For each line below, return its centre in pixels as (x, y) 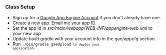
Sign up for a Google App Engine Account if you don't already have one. (87, 18)
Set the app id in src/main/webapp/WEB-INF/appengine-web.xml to (82, 28)
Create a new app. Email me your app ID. (54, 23)
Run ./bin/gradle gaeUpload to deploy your (56, 44)
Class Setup (20, 7)
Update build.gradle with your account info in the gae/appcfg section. (84, 39)
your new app (26, 34)
